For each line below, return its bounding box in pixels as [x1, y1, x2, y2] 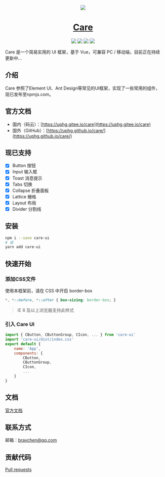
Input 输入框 [12, 169, 38, 175]
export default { [5, 341, 41, 346]
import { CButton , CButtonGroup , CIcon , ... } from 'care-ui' [5, 333, 136, 337]
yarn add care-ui [5, 244, 41, 249]
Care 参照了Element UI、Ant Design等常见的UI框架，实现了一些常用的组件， [5, 85, 161, 91]
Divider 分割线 [12, 206, 41, 212]
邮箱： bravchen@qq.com [5, 437, 57, 443]
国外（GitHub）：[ [12, 127, 48, 133]
